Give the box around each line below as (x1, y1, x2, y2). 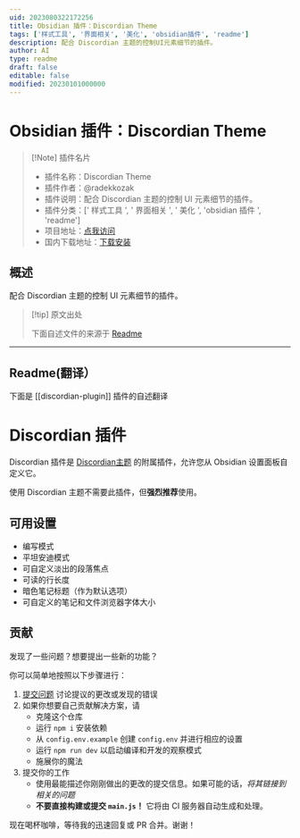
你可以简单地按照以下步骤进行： (9, 669, 127, 680)
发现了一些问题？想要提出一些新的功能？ (9, 650, 158, 661)
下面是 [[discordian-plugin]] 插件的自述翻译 (9, 390, 169, 402)
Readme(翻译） (9, 365, 96, 381)
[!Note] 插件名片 (30, 152, 91, 163)
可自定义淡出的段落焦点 (21, 563, 109, 574)
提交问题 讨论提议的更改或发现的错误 (21, 689, 158, 700)
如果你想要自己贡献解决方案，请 (21, 700, 140, 710)
